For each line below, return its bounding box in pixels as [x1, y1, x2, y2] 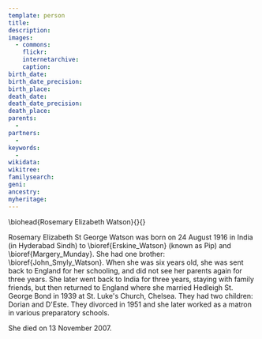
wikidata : [8, 159, 41, 167]
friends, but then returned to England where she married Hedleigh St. [8, 282, 234, 292]
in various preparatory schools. [8, 307, 110, 317]
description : [8, 26, 51, 34]
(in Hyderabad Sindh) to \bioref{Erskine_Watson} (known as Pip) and [8, 240, 231, 250]
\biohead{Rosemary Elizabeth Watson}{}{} [8, 217, 146, 226]
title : [8, 19, 30, 27]
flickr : [22, 48, 47, 56]
